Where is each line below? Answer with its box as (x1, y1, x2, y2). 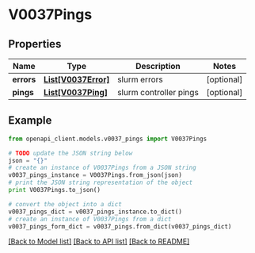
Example (8, 113, 52, 128)
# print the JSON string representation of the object (8, 178, 193, 187)
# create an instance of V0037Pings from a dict (8, 215, 172, 223)
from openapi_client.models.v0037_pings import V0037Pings (8, 135, 207, 143)
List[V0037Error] (43, 74, 110, 85)
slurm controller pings (117, 87, 200, 98)
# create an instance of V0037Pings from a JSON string (8, 164, 196, 172)
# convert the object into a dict (8, 200, 123, 208)
